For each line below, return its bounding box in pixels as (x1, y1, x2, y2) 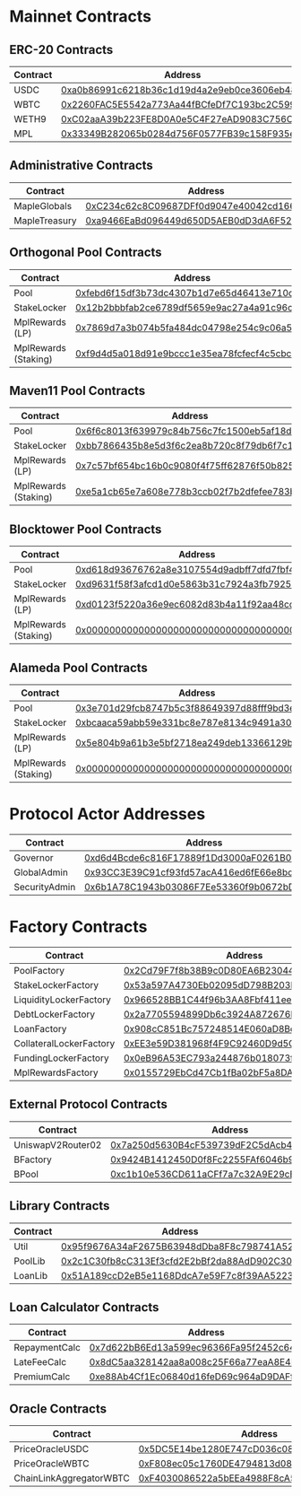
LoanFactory (13, 1022, 67, 1035)
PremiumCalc (13, 1370, 71, 1383)
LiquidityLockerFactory (13, 993, 112, 1006)
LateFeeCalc (13, 1356, 67, 1369)
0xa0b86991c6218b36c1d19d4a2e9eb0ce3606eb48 (61, 83, 297, 96)
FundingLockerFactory (13, 1052, 109, 1064)
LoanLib (13, 1269, 47, 1282)
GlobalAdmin (13, 866, 69, 879)
